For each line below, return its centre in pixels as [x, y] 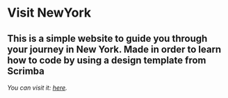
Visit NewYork [49, 13]
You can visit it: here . [37, 88]
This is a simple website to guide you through [107, 39]
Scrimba [26, 71]
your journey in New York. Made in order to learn [114, 49]
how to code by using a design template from [107, 60]
